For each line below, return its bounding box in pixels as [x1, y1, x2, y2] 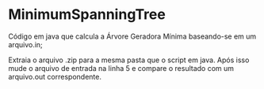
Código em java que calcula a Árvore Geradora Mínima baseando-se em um [8, 32, 257, 41]
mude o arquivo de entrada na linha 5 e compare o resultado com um [8, 63, 235, 72]
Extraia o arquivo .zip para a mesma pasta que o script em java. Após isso [8, 55, 250, 65]
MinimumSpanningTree [8, 6, 166, 24]
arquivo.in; [8, 39, 44, 49]
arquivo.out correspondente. [8, 72, 101, 81]
